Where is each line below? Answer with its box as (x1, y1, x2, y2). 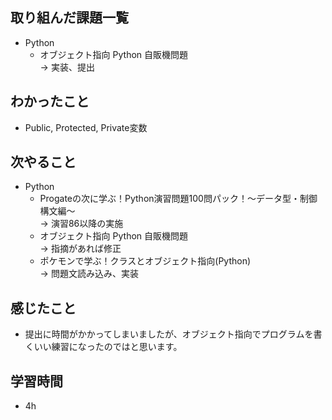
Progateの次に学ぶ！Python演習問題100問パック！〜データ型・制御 (39, 193, 318, 205)
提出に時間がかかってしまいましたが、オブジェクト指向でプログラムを (24, 328, 314, 340)
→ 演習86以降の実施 (39, 218, 124, 230)
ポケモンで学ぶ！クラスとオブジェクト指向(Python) (39, 255, 252, 267)
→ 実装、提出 (39, 61, 95, 73)
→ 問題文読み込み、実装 (39, 268, 139, 280)
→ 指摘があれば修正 (39, 243, 122, 255)
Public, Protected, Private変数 (24, 121, 148, 133)
